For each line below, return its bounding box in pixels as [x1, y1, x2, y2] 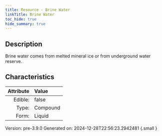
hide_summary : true [5, 21, 46, 26]
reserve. [5, 58, 22, 64]
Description [5, 39, 42, 48]
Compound [34, 104, 61, 111]
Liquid [34, 112, 49, 119]
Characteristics [5, 73, 55, 81]
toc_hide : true [5, 16, 37, 21]
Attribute [7, 87, 30, 94]
